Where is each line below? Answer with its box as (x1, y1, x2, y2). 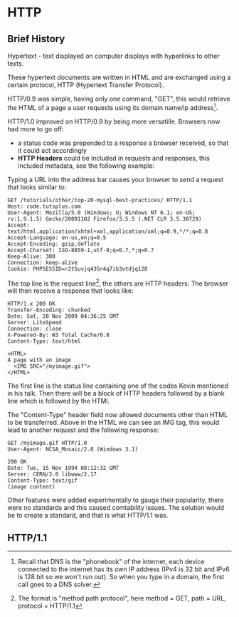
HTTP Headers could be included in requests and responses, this (17, 154, 210, 162)
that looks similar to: (7, 183, 67, 191)
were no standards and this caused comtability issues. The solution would (7, 503, 225, 512)
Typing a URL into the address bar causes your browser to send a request (7, 175, 224, 184)
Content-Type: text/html (7, 338, 81, 345)
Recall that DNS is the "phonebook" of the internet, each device (17, 558, 205, 566)
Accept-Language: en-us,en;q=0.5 (7, 234, 107, 241)
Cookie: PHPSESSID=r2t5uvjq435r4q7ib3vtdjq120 (7, 265, 148, 272)
